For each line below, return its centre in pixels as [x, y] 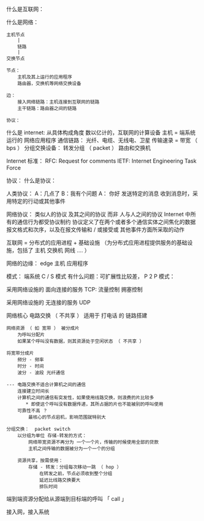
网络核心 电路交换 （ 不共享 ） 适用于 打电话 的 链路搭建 [77, 315]
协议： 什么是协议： [31, 180]
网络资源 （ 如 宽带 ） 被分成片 [43, 328]
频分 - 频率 [31, 360]
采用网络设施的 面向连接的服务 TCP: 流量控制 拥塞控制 [74, 289]
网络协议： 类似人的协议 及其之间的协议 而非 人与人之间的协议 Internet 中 [99, 214]
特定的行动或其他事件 [38, 201]
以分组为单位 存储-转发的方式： [52, 436]
